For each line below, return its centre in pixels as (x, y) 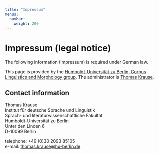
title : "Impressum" (25, 10)
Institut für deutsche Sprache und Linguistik (50, 110)
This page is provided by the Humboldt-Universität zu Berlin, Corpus (76, 72)
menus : (12, 14)
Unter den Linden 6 (25, 126)
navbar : (18, 19)
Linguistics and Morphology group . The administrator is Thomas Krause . (80, 77)
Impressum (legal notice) (58, 48)
